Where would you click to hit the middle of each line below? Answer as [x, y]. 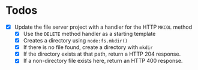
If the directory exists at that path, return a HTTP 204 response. [102, 54]
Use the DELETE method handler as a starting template [89, 34]
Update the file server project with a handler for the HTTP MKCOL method [103, 27]
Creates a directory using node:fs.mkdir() [76, 41]
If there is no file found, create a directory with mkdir [88, 47]
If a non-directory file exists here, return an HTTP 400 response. [103, 61]
